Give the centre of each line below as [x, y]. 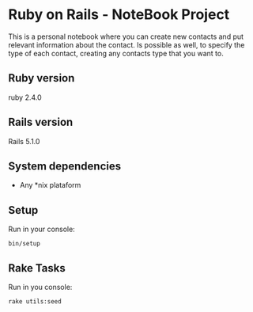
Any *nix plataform [50, 185]
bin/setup [25, 244]
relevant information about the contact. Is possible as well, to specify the [126, 44]
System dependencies [64, 166]
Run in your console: [42, 229]
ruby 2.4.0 [25, 97]
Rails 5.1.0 [24, 141]
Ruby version [42, 78]
